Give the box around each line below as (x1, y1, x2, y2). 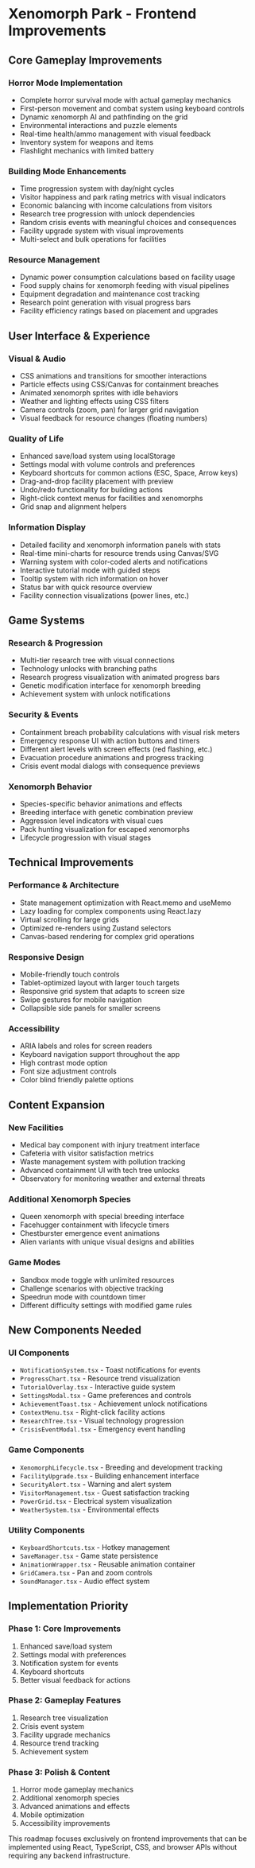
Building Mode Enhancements (8, 165, 127, 177)
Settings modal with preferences (19, 1649, 127, 1659)
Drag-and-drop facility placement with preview (19, 476, 174, 486)
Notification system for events (19, 1658, 119, 1668)
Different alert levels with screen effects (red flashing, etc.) (19, 744, 213, 754)
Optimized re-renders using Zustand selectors (19, 923, 172, 933)
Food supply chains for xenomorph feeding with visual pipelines (19, 281, 230, 290)
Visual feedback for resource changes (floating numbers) (19, 414, 208, 423)
